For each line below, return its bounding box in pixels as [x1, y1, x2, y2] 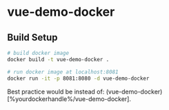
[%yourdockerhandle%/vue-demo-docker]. [7, 94, 131, 103]
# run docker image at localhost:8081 [7, 68, 119, 76]
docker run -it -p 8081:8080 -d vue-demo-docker [7, 75, 150, 82]
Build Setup [7, 32, 58, 43]
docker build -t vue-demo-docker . [7, 56, 110, 63]
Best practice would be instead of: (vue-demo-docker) [7, 87, 163, 96]
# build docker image [7, 49, 70, 56]
